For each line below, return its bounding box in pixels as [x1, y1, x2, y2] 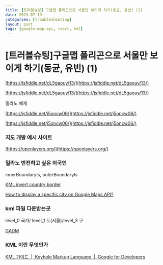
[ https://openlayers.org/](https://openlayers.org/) [5, 146, 108, 152]
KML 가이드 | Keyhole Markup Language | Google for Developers [5, 254, 145, 260]
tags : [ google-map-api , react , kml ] [5, 26, 83, 32]
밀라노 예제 [5, 100, 28, 107]
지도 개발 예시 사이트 [5, 134, 52, 141]
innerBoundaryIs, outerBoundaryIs [5, 171, 78, 177]
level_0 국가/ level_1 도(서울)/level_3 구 [5, 217, 84, 223]
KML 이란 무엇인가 [5, 241, 48, 248]
